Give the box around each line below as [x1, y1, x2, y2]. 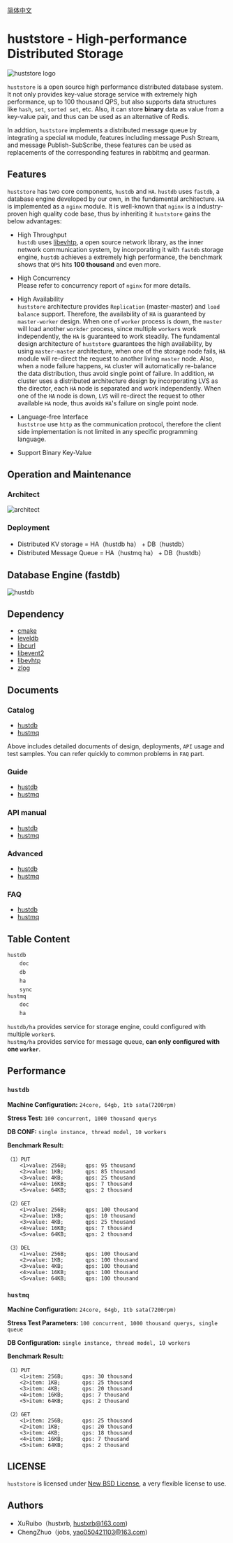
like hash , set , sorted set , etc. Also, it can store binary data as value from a [7, 104, 225, 113]
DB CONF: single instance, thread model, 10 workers [7, 1127, 167, 1136]
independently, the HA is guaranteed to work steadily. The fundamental [17, 332, 220, 340]
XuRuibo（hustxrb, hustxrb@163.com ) [17, 1518, 128, 1528]
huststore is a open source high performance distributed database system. [7, 83, 223, 91]
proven [7, 209, 28, 218]
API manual [7, 808, 47, 818]
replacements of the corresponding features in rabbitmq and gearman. [7, 148, 211, 156]
